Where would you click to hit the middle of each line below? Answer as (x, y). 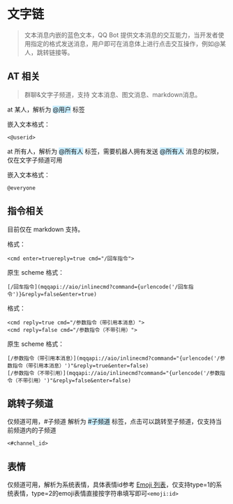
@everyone (22, 188)
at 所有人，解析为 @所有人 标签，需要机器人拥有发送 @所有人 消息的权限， (115, 151)
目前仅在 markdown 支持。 (46, 229)
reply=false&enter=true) (61, 294)
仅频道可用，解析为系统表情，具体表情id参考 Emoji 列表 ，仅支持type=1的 (112, 484)
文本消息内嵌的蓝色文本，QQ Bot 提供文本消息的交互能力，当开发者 (121, 35)
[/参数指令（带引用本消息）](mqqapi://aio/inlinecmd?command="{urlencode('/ (114, 358)
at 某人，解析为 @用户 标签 (46, 109)
